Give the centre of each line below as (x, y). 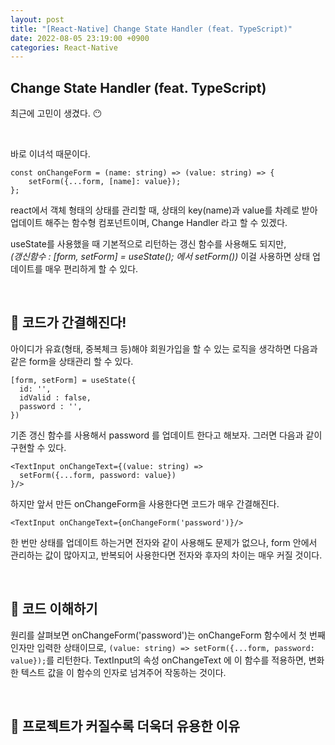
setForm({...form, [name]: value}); (105, 182)
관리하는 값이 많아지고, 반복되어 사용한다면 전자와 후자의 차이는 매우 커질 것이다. (166, 555)
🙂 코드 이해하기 (54, 609)
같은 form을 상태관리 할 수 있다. (72, 361)
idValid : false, (55, 397)
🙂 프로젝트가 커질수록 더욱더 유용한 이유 (125, 726)
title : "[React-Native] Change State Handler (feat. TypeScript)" (151, 29)
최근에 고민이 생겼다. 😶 (56, 113)
